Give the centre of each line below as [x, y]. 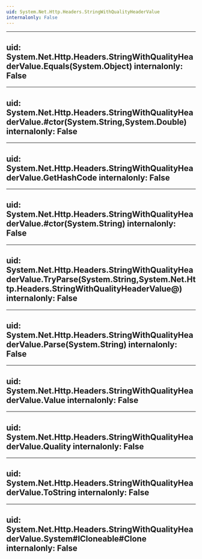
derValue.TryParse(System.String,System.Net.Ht [101, 280]
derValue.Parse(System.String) [66, 344]
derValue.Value [36, 400]
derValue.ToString [41, 492]
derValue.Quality [39, 446]
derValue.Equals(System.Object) [69, 66]
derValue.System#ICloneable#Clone [76, 539]
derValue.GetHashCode [52, 177]
